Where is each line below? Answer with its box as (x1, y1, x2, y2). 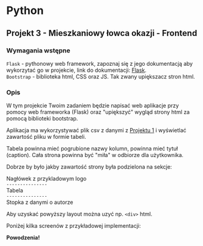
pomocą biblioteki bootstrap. (6, 115, 78, 122)
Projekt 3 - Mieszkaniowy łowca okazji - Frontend (6, 28, 198, 38)
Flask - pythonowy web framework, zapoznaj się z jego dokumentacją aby (6, 60, 193, 67)
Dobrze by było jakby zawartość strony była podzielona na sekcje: (6, 163, 172, 170)
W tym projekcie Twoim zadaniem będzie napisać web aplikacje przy (6, 102, 179, 110)
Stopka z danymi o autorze (6, 199, 74, 206)
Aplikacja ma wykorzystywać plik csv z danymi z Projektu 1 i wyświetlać (6, 127, 187, 134)
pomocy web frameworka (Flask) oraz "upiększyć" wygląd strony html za (6, 108, 190, 116)
